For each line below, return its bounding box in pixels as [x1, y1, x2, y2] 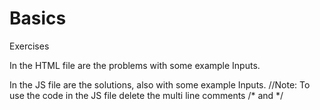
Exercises [9, 40, 50, 52]
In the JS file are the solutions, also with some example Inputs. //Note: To [9, 78, 311, 91]
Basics [9, 7, 67, 30]
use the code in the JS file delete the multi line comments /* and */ [9, 89, 284, 101]
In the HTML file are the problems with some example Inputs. [9, 59, 261, 71]
